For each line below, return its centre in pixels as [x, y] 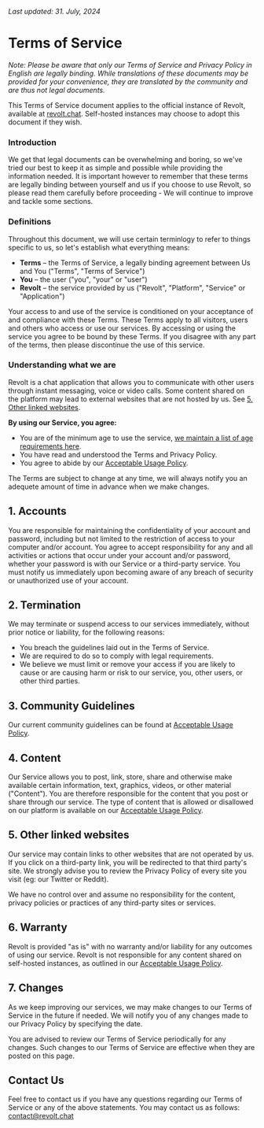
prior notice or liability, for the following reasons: [86, 632]
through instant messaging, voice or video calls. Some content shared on [126, 390]
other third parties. [49, 681]
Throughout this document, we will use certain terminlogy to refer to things [130, 239]
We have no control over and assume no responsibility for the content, [122, 894]
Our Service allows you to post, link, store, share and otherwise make [120, 777]
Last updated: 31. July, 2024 [54, 11]
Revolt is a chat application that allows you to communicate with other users [131, 382]
